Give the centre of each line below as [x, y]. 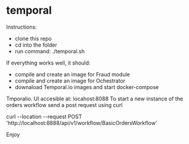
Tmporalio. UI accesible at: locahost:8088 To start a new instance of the [95, 99]
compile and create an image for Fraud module [72, 74]
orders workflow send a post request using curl [64, 105]
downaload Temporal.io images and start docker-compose [87, 87]
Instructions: [21, 27]
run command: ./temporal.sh [50, 51]
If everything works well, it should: [48, 63]
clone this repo [33, 38]
